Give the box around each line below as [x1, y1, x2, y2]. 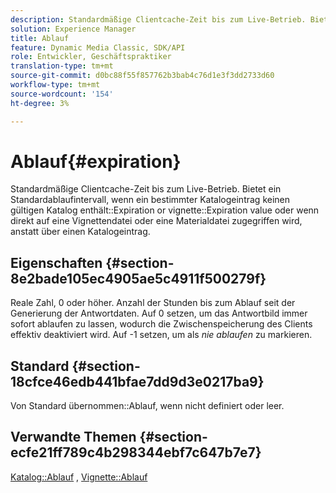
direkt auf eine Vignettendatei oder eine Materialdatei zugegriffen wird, [10, 215, 303, 227]
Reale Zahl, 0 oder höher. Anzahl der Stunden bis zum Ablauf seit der [10, 297, 296, 309]
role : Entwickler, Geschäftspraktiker [10, 52, 172, 62]
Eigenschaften [10, 254, 103, 271]
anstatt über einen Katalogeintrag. [10, 226, 151, 238]
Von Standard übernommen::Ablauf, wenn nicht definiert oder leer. [10, 400, 285, 412]
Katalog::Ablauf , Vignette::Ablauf [10, 471, 148, 483]
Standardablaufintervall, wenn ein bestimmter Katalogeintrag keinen [10, 194, 291, 206]
